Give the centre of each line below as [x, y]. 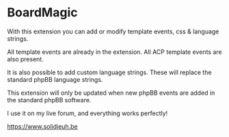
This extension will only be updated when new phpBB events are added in [111, 93]
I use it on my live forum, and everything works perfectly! [87, 113]
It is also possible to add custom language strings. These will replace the [109, 72]
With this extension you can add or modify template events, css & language [113, 31]
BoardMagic [42, 13]
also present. [26, 59]
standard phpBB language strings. [55, 79]
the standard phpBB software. [49, 100]
